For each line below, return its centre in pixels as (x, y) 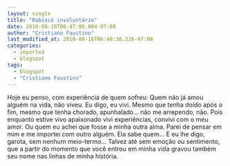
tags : (15, 65)
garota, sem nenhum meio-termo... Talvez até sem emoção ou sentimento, (114, 142)
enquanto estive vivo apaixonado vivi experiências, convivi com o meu (108, 120)
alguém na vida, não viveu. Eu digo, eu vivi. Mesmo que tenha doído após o (115, 105)
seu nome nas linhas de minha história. (63, 156)
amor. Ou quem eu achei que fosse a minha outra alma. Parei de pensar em (115, 127)
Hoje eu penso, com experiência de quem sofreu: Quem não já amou (105, 98)
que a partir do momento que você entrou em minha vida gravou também (112, 149)
